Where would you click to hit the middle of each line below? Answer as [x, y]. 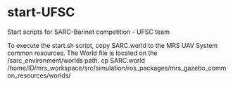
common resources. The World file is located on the [82, 53]
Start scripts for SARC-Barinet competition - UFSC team [89, 32]
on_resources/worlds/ [39, 75]
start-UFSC [41, 12]
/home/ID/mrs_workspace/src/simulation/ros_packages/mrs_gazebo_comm [117, 68]
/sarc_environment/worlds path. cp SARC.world [76, 60]
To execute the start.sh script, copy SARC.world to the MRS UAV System [113, 45]
